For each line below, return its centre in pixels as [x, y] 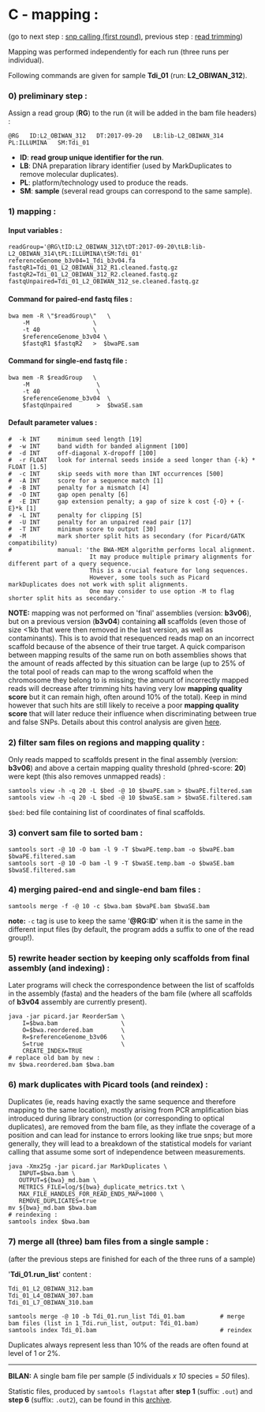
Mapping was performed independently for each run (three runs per [119, 51]
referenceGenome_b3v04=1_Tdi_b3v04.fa [72, 261]
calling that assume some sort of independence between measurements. [127, 1152]
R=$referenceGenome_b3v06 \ [74, 1037]
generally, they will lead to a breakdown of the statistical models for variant [130, 1143]
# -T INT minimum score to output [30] [82, 529]
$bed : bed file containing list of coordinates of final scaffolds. [107, 813]
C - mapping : [53, 15]
